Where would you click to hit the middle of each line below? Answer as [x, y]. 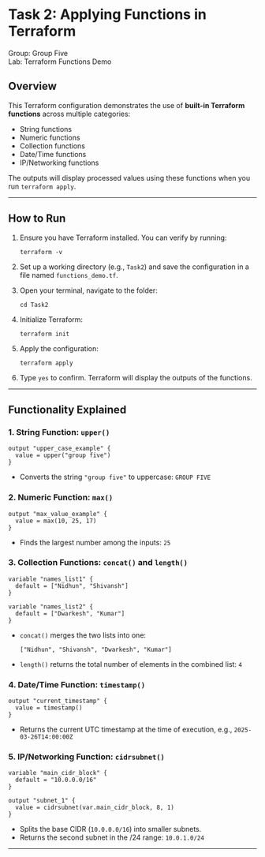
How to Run [37, 219]
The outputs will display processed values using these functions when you [129, 178]
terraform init [45, 334]
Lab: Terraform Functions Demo [60, 62]
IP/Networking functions [59, 163]
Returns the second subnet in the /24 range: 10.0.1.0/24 [112, 837]
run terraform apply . [42, 186]
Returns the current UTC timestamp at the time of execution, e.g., [126, 730]
